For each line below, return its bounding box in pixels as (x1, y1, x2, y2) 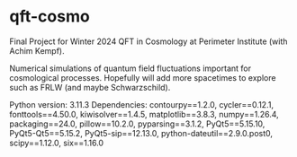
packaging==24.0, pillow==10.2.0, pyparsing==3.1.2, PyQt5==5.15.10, (9, 118, 265, 129)
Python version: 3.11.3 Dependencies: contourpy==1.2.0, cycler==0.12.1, (9, 99, 274, 109)
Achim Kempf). (9, 45, 65, 56)
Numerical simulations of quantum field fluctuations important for (9, 63, 252, 74)
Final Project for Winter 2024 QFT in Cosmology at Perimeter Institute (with (9, 36, 288, 47)
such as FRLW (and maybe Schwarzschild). (9, 82, 171, 92)
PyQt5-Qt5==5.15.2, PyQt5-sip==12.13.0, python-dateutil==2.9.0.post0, (9, 127, 273, 138)
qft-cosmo (9, 6, 90, 27)
